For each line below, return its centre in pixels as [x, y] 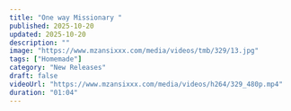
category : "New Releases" [57, 68]
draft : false [34, 76]
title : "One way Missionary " [66, 17]
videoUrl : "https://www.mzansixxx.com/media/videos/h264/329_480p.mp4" [146, 84]
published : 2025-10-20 [52, 26]
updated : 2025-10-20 [48, 34]
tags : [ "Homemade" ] [46, 59]
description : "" [40, 43]
